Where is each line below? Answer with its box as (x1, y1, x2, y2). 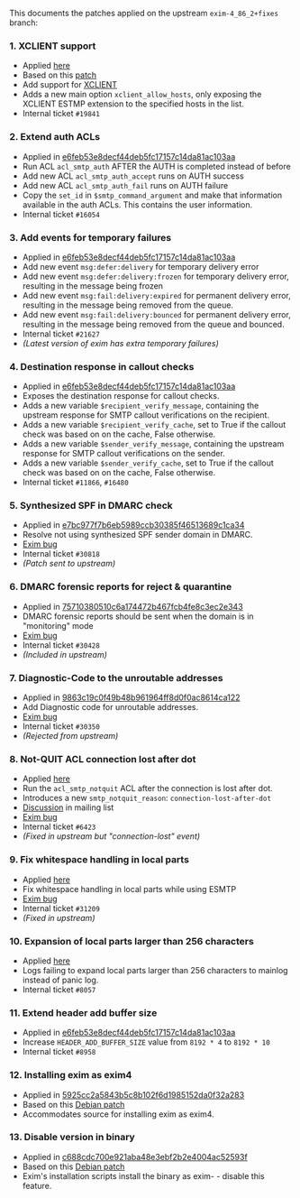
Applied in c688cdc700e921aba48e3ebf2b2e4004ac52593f (22, 1151, 248, 1162)
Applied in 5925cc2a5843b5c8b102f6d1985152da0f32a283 (22, 1089, 245, 1100)
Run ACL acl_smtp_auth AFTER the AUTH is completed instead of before (22, 161, 291, 171)
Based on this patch (22, 69, 97, 80)
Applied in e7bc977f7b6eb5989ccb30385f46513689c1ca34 (22, 520, 245, 530)
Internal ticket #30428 (22, 640, 101, 650)
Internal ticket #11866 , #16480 (22, 477, 129, 488)
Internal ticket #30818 (22, 548, 101, 559)
